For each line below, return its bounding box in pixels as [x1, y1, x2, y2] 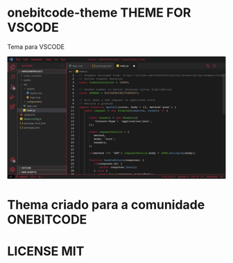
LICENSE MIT [7, 243, 85, 259]
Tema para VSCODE [7, 42, 64, 51]
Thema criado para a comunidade [7, 196, 205, 212]
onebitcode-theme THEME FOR [7, 5, 191, 21]
